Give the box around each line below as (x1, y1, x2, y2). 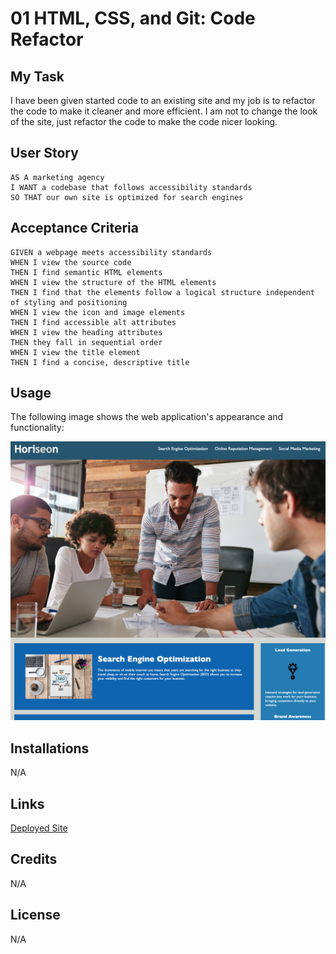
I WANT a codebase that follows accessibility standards (10, 182, 253, 192)
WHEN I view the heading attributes (10, 327, 163, 337)
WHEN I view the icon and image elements (10, 307, 186, 317)
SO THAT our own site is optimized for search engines (10, 192, 244, 202)
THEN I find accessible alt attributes (10, 317, 177, 327)
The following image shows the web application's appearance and (10, 411, 284, 423)
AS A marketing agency (10, 172, 105, 182)
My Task (10, 68, 65, 85)
